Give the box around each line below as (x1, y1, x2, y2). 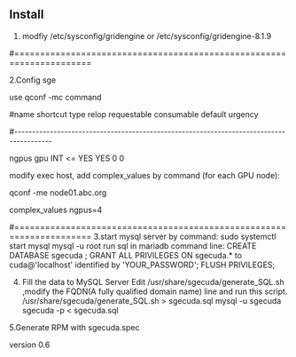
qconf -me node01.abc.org (9, 186, 107, 198)
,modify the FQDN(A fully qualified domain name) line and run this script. (21, 286, 288, 297)
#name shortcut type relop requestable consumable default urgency (9, 108, 259, 119)
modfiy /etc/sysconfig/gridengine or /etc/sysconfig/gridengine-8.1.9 (21, 30, 272, 41)
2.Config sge (9, 75, 57, 85)
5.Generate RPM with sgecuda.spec (9, 321, 140, 332)
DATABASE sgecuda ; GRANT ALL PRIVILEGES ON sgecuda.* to (9, 250, 242, 260)
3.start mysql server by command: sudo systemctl (93, 231, 277, 242)
